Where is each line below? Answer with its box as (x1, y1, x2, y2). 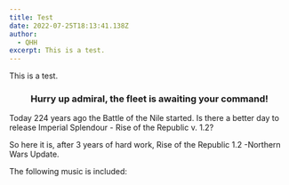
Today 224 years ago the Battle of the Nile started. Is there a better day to (9, 113, 280, 124)
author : (9, 29, 38, 38)
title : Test (9, 12, 53, 22)
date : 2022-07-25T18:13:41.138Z (9, 21, 129, 30)
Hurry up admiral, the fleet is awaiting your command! (30, 92, 269, 105)
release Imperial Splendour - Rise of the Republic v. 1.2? (9, 122, 214, 133)
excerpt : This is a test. (9, 46, 105, 55)
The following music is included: (9, 166, 127, 177)
